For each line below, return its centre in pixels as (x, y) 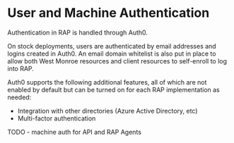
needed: (19, 97)
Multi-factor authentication (57, 118)
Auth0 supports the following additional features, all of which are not (107, 82)
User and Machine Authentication (109, 13)
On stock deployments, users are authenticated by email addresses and (112, 46)
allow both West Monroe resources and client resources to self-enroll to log (117, 61)
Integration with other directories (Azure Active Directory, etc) (107, 111)
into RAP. (21, 68)
